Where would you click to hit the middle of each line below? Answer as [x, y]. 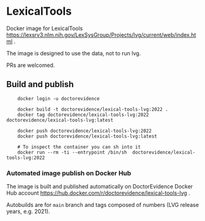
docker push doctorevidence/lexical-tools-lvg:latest [87, 136]
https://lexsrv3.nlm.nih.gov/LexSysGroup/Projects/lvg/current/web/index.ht [101, 34]
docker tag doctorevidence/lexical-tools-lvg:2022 [83, 115]
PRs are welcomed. [31, 65]
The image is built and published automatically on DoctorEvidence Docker [100, 187]
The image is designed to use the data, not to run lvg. [74, 53]
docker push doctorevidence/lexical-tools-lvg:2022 [84, 131]
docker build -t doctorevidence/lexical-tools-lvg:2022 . [93, 109]
